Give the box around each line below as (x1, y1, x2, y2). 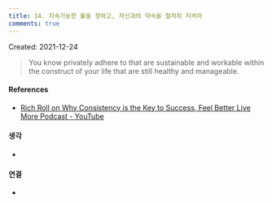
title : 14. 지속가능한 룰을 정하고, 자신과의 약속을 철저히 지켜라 (8, 11, 203, 20)
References (8, 84, 49, 94)
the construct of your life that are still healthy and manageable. (28, 66, 239, 76)
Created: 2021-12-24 (8, 41, 79, 51)
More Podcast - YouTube (20, 111, 104, 121)
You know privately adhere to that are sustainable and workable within (28, 58, 265, 67)
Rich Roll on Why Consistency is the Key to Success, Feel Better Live (20, 102, 251, 112)
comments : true (8, 19, 60, 28)
